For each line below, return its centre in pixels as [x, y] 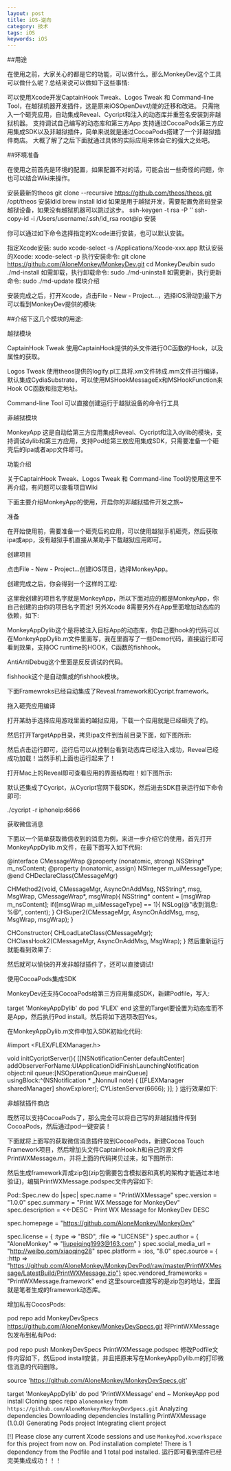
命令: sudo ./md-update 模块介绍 [53, 281]
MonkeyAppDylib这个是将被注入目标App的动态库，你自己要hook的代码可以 [113, 630]
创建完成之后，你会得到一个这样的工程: [63, 584]
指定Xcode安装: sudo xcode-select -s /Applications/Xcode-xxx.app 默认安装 [115, 248]
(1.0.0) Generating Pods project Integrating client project [87, 1423]
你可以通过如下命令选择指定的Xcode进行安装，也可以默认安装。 [98, 233]
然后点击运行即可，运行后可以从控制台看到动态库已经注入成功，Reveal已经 [113, 750]
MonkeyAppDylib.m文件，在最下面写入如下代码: [75, 848]
